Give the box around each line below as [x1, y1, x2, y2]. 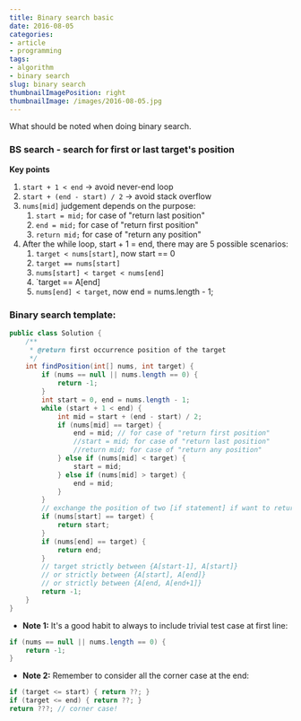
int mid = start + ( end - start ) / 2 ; [56, 412, 202, 421]
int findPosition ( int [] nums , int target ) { [25, 362, 194, 371]
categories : [9, 30, 54, 39]
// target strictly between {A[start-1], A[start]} [41, 562, 239, 571]
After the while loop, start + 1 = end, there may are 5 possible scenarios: [21, 239, 288, 249]
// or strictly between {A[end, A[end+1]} [41, 579, 202, 588]
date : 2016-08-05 [9, 22, 74, 30]
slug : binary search [9, 80, 87, 89]
